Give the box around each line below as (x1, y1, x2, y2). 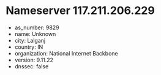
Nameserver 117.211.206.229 (6, 4, 155, 18)
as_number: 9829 (14, 24, 59, 31)
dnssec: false (14, 62, 49, 70)
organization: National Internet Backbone (14, 49, 118, 57)
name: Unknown (14, 30, 56, 37)
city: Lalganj (14, 37, 46, 44)
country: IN (14, 43, 43, 51)
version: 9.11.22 (14, 56, 53, 63)
